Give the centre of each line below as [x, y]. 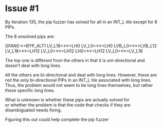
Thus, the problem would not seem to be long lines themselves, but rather [79, 85]
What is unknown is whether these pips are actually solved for [67, 99]
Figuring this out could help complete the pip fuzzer [57, 119]
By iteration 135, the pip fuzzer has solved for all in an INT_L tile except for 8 [81, 22]
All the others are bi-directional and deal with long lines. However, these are [81, 75]
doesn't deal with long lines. [33, 65]
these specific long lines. [30, 90]
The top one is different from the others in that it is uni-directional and [75, 60]
